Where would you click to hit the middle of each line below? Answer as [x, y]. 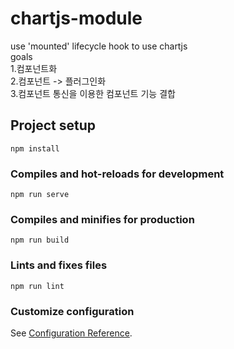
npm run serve [40, 195]
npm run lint [37, 286]
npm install [35, 148]
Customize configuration [72, 311]
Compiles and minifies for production [102, 219]
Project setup [53, 125]
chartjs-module [76, 18]
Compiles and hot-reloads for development [117, 174]
